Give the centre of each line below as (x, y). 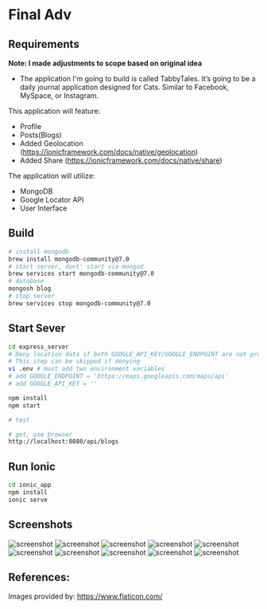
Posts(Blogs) (41, 135)
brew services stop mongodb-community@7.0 (79, 303)
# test (19, 420)
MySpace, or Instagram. (59, 96)
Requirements (44, 44)
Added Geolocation (51, 143)
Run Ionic (32, 467)
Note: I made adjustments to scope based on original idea (105, 63)
